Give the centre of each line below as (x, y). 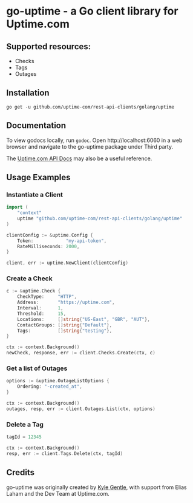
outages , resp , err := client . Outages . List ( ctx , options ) (81, 409)
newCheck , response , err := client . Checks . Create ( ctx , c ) (81, 353)
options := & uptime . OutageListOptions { (58, 381)
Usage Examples (38, 177)
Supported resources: (49, 46)
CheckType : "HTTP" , (47, 297)
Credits (21, 472)
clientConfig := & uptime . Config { (50, 235)
